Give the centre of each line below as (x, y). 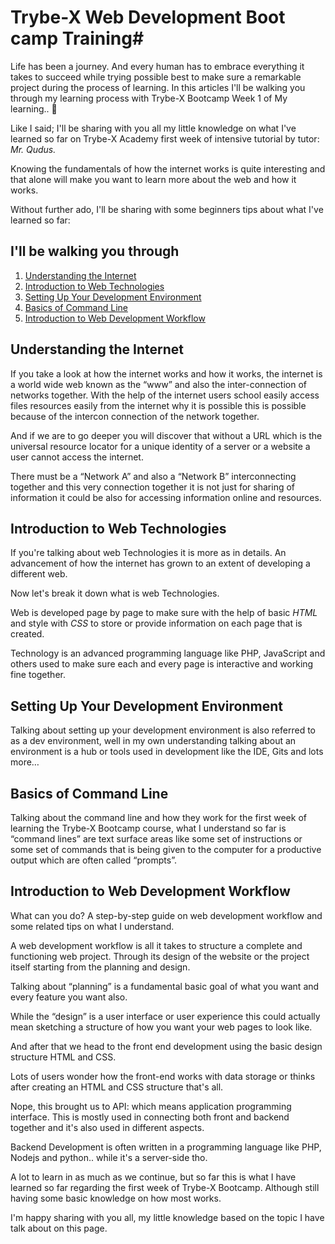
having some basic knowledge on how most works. (116, 1198)
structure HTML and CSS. (63, 1057)
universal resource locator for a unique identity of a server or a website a (160, 446)
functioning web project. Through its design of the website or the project (160, 956)
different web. (39, 574)
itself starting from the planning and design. (100, 967)
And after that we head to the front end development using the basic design (166, 1046)
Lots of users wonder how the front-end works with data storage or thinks (163, 1076)
